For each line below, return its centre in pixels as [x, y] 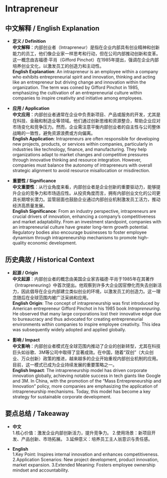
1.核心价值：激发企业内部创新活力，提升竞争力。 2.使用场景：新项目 [82, 433]
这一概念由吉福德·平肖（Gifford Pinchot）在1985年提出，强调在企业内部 [85, 60]
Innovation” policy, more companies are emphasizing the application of [85, 386]
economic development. [52, 243]
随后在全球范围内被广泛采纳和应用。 [54, 297]
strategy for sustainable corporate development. [62, 396]
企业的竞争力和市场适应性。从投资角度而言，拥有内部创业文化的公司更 [88, 193]
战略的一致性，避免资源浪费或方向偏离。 [54, 133]
